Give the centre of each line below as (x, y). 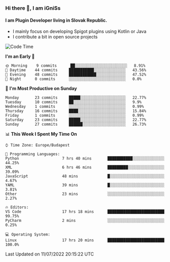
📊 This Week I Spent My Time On (41, 134)
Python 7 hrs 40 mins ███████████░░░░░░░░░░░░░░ (85, 159)
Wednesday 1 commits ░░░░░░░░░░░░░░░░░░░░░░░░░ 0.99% (75, 107)
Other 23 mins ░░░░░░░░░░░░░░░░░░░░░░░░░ (85, 194)
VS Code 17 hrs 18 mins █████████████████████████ (85, 212)
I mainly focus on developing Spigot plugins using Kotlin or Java (79, 31)
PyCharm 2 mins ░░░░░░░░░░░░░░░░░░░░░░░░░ (85, 221)
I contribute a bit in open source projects (55, 37)
